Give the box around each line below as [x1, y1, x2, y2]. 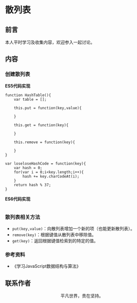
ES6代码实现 [5, 196, 31, 202]
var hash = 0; [14, 165, 42, 170]
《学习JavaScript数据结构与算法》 [12, 263, 81, 269]
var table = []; [14, 97, 47, 102]
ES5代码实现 [5, 83, 31, 88]
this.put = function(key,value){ [14, 106, 82, 110]
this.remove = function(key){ [14, 140, 76, 145]
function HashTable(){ [5, 92, 51, 98]
